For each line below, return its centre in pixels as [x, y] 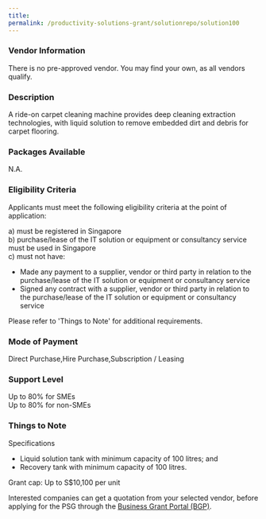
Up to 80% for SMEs [42, 397]
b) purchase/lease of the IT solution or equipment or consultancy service [128, 239]
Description [31, 97]
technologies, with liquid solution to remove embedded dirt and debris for [128, 123]
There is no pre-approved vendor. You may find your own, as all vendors [127, 68]
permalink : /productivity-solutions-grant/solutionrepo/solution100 [124, 23]
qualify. [20, 76]
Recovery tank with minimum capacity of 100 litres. [103, 467]
